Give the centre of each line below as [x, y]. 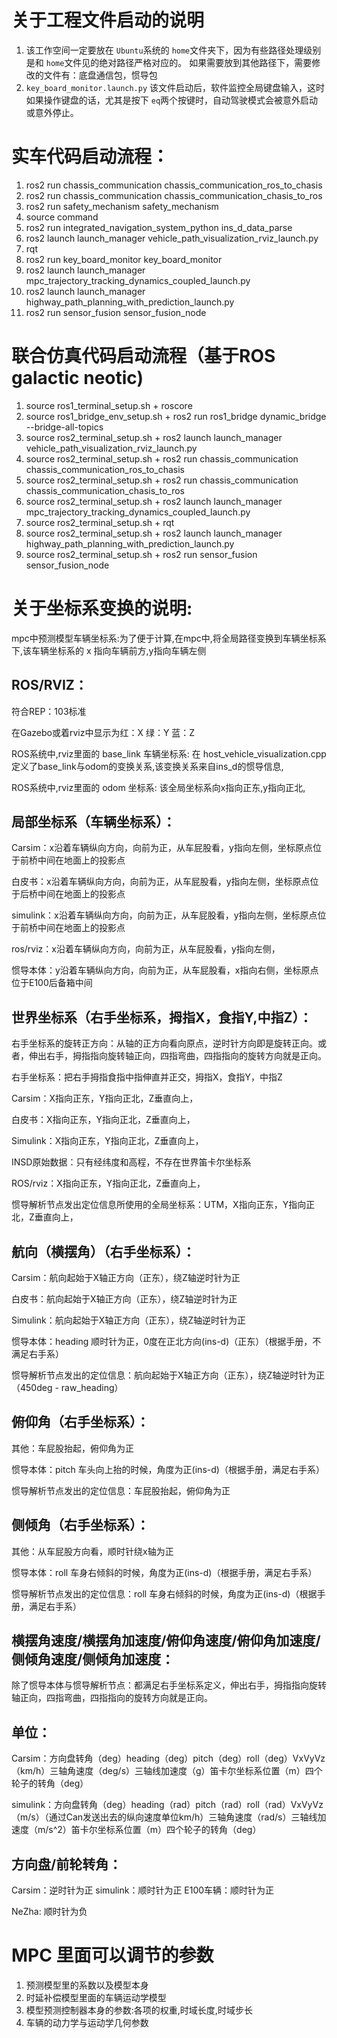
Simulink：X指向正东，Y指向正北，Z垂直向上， [107, 1141]
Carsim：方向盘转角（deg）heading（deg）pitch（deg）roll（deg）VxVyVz [168, 1758]
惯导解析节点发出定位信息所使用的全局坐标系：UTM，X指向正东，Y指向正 [163, 1205]
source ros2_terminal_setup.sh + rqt [100, 522]
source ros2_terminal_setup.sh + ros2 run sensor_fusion [141, 554]
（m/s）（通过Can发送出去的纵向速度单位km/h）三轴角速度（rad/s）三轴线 [164, 1817]
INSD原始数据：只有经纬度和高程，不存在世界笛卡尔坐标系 [131, 1162]
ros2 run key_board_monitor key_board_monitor [124, 259]
